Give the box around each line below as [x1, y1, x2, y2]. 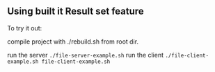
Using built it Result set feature [7, 6, 144, 17]
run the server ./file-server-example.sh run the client [7, 51, 164, 59]
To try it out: [7, 24, 42, 32]
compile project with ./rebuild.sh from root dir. [7, 37, 139, 46]
